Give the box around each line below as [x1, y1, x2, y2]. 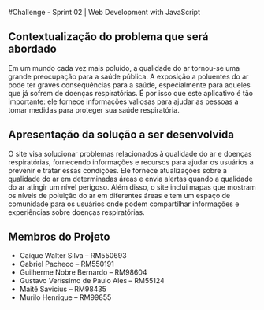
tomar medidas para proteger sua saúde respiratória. [8, 105, 180, 114]
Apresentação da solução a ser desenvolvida [8, 128, 235, 142]
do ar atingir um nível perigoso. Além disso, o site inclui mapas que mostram [8, 182, 256, 192]
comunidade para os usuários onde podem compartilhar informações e [8, 199, 240, 209]
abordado [8, 42, 57, 56]
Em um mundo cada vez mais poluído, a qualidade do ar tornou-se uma [8, 63, 240, 72]
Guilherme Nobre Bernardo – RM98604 [19, 268, 147, 277]
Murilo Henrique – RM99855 [19, 293, 112, 302]
